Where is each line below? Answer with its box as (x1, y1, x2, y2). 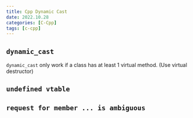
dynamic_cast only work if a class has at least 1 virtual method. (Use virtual (6, 62, 188, 69)
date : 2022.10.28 (6, 14, 49, 20)
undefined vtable (6, 85, 70, 94)
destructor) (6, 68, 34, 75)
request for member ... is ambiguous (6, 103, 146, 112)
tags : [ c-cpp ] (6, 25, 41, 31)
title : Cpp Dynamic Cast (6, 8, 67, 15)
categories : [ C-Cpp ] (6, 20, 57, 25)
